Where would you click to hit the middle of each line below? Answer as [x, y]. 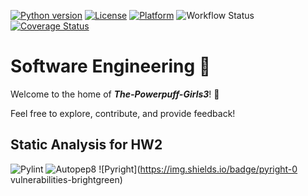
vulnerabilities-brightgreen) [66, 179]
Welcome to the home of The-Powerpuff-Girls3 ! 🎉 [115, 94]
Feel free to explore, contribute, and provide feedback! [123, 113]
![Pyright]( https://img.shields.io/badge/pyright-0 [198, 169]
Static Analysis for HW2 [86, 145]
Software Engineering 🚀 [111, 66]
